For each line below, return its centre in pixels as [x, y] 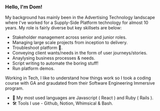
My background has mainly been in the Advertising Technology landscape [80, 18]
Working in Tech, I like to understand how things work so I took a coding [78, 78]
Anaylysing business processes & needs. [53, 58]
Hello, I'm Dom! [24, 7]
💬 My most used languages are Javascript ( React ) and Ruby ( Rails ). [83, 98]
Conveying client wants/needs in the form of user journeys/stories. [80, 53]
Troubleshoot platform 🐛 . [37, 48]
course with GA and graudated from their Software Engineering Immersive [80, 83]
